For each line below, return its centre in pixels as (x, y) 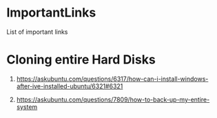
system (27, 107)
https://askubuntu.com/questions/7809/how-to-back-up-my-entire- (113, 99)
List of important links (37, 32)
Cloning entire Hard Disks (81, 60)
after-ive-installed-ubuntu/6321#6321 (70, 86)
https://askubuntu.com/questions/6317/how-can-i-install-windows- (112, 79)
